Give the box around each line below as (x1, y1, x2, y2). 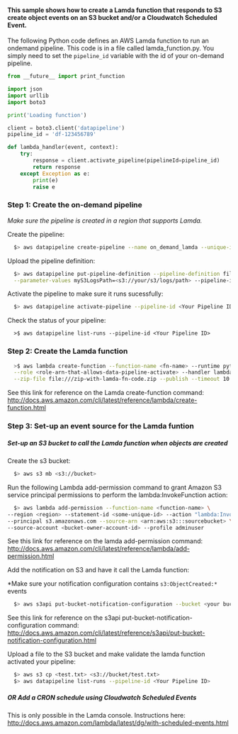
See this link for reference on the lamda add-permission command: (7, 537, 203, 545)
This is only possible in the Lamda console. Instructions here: (7, 711, 186, 720)
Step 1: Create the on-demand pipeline (7, 200, 143, 210)
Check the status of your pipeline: (7, 316, 106, 325)
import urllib (7, 92, 50, 99)
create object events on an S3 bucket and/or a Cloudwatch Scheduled (7, 13, 217, 21)
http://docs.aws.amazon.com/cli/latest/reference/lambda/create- (7, 396, 198, 404)
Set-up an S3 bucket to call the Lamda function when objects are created (7, 438, 228, 447)
